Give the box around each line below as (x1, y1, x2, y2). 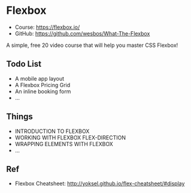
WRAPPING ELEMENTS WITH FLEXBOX (14, 140, 114, 147)
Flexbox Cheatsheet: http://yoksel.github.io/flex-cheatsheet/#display (14, 180, 185, 187)
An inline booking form (14, 88, 71, 95)
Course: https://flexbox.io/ (14, 23, 80, 31)
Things (6, 112, 33, 122)
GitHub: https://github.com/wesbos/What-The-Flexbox (14, 29, 150, 37)
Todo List (6, 59, 42, 69)
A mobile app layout (14, 75, 65, 82)
